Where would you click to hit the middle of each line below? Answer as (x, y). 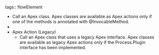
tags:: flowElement (24, 7)
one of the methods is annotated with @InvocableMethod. (71, 22)
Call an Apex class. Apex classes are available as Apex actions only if (82, 16)
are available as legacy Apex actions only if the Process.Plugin (82, 42)
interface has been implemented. (53, 47)
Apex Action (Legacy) (34, 32)
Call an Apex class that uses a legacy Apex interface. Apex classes (87, 37)
